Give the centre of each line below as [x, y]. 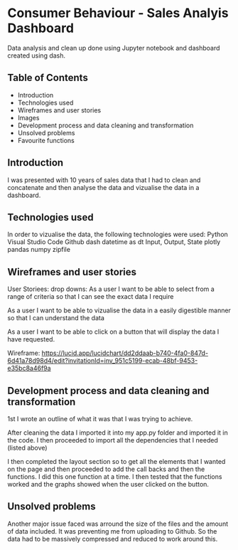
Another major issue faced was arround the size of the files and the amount [118, 524]
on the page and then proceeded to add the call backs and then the [106, 469]
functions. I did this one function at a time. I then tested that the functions [115, 477]
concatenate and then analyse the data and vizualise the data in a [103, 187]
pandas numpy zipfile [39, 250]
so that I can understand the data [56, 318]
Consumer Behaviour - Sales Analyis [118, 13]
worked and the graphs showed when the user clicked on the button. [108, 484]
